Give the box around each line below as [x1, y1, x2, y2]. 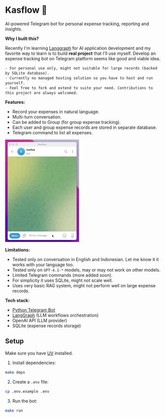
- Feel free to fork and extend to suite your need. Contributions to [5, 85, 153, 90]
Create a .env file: [12, 379, 49, 384]
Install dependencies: [12, 360, 56, 366]
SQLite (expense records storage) [12, 323, 81, 329]
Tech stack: [5, 297, 30, 303]
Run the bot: [12, 398, 37, 404]
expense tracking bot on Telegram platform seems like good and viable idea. [5, 55, 161, 61]
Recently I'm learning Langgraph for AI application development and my [5, 45, 151, 51]
